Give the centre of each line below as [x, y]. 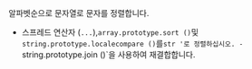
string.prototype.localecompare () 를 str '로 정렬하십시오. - [132, 43]
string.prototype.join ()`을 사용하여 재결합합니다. [108, 55]
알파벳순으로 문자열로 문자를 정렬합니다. [79, 13]
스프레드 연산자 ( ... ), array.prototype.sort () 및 [110, 32]
